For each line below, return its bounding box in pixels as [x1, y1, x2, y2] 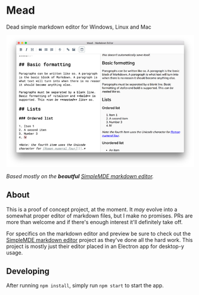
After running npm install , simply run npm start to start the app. [6, 282, 164, 289]
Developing [6, 266, 49, 276]
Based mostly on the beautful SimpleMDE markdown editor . [6, 172, 154, 179]
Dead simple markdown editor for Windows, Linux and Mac [6, 23, 152, 30]
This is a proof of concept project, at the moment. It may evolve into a [6, 206, 178, 213]
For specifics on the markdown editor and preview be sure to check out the [6, 230, 191, 237]
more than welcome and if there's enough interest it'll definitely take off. [6, 218, 183, 225]
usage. [6, 249, 23, 256]
